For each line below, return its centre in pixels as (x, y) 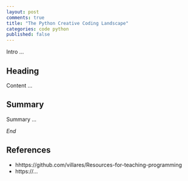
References (29, 150)
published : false (28, 35)
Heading (23, 71)
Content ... (19, 85)
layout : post (23, 12)
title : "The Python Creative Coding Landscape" (68, 23)
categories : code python (38, 29)
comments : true (25, 18)
